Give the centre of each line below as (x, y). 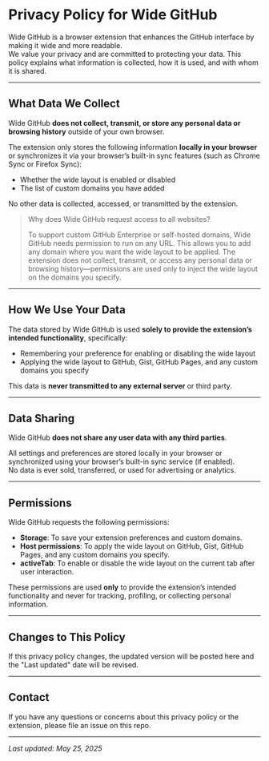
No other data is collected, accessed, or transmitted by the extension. (123, 203)
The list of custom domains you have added (92, 188)
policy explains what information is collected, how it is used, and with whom (133, 62)
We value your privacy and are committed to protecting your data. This (125, 54)
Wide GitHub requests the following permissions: (89, 522)
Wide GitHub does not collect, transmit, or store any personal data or (124, 123)
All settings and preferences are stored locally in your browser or (115, 453)
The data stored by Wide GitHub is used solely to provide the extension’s (130, 329)
